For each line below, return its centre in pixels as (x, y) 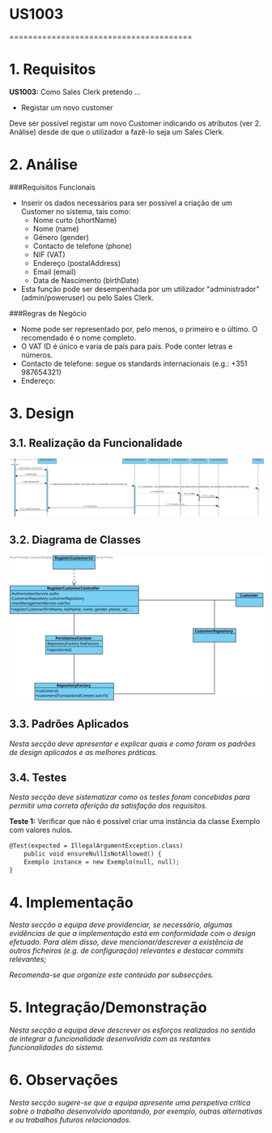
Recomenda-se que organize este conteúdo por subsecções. (111, 975)
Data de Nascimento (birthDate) (86, 280)
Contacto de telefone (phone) (82, 246)
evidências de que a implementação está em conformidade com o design (132, 933)
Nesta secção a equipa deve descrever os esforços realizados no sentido (132, 1030)
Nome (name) (56, 229)
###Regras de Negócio (48, 313)
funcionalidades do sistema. (57, 1048)
